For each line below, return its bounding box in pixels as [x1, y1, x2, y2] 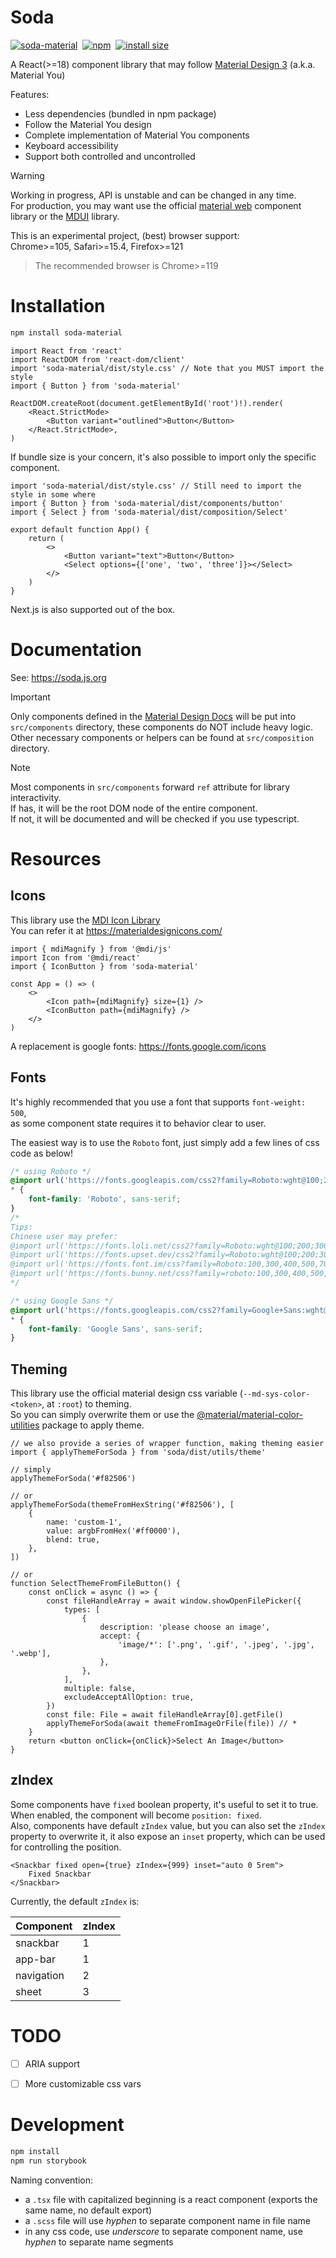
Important [10, 691, 51, 703]
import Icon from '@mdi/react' [10, 952, 141, 963]
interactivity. [10, 791, 62, 803]
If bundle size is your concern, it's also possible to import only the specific [10, 451, 317, 463]
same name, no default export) [24, 2204, 153, 2216]
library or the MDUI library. [10, 210, 120, 222]
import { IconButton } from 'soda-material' [10, 961, 199, 971]
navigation [15, 1968, 65, 1982]
